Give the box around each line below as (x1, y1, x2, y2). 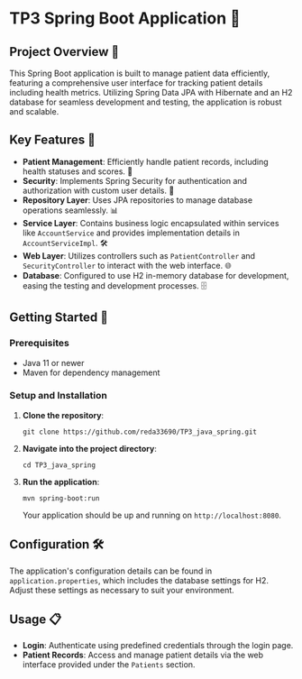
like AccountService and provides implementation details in (22, 227, 241, 238)
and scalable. (9, 106, 59, 116)
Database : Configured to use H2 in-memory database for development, (22, 270, 289, 280)
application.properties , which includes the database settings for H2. (9, 574, 269, 585)
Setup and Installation (9, 390, 108, 402)
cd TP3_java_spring (22, 460, 96, 470)
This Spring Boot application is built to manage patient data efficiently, (9, 68, 270, 78)
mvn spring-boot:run (22, 493, 100, 503)
